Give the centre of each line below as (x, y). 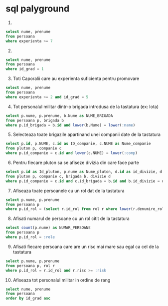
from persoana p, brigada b (35, 120)
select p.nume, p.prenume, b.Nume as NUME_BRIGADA (59, 115)
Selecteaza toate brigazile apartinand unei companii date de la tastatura (87, 134)
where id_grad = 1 (25, 69)
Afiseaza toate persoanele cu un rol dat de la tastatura (69, 190)
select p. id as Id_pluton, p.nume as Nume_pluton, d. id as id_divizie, (82, 172)
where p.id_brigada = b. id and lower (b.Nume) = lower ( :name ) (71, 125)
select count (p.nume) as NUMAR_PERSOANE (48, 228)
